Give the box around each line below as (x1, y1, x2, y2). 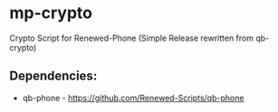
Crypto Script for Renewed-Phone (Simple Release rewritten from (9, 33, 254, 43)
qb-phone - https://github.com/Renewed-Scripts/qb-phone (22, 92, 244, 103)
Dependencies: (9, 69, 98, 84)
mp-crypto (9, 3, 93, 23)
